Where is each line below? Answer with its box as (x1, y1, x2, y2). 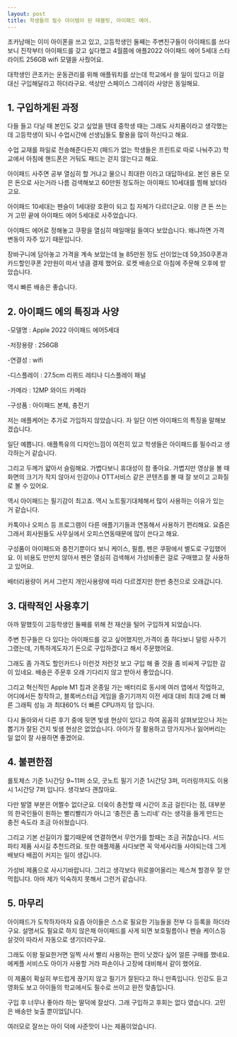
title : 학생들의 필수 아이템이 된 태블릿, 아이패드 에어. (7, 17, 152, 24)
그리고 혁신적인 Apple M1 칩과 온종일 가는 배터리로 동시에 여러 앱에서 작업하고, (7, 683, 225, 691)
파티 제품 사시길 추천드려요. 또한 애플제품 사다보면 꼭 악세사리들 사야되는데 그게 (7, 841, 226, 850)
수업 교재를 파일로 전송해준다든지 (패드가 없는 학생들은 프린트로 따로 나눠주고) (7, 146, 221, 154)
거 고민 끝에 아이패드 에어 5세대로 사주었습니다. (7, 211, 138, 220)
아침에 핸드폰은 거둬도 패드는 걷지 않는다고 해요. (25, 154, 158, 163)
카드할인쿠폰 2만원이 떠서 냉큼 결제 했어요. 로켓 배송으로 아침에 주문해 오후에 (7, 259, 219, 268)
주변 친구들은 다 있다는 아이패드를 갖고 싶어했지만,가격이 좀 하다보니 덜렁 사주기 (7, 635, 226, 643)
